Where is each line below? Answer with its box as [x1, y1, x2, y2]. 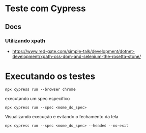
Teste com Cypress [5, 3, 86, 14]
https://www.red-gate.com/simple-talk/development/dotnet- [12, 48, 135, 54]
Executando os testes [5, 71, 95, 82]
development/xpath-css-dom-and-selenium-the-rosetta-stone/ [12, 53, 141, 59]
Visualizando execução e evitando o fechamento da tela [5, 113, 119, 119]
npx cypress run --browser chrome [5, 87, 76, 92]
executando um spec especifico [5, 95, 70, 101]
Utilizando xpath [5, 37, 46, 44]
